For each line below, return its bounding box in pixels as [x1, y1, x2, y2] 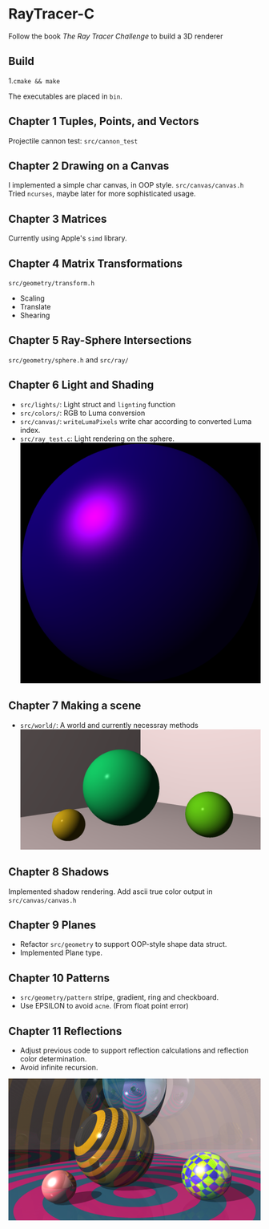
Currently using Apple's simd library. [8, 233, 127, 243]
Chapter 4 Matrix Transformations [8, 257, 183, 270]
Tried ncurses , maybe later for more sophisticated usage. [8, 189, 196, 199]
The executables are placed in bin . [8, 91, 122, 101]
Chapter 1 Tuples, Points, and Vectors [8, 115, 199, 128]
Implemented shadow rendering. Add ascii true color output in [8, 887, 214, 896]
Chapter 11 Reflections [8, 1024, 122, 1038]
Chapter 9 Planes [8, 918, 97, 932]
